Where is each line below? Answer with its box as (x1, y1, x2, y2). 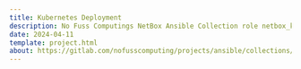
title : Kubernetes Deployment (9, 13, 123, 22)
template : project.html (9, 38, 99, 47)
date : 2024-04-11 (9, 30, 74, 39)
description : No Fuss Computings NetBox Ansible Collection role (9, 22, 258, 30)
